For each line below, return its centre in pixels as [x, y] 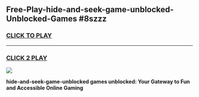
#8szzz [93, 19]
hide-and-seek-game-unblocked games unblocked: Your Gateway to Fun [98, 81]
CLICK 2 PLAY [27, 58]
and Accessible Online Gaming [45, 88]
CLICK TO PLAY [29, 36]
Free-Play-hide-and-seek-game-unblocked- [90, 10]
